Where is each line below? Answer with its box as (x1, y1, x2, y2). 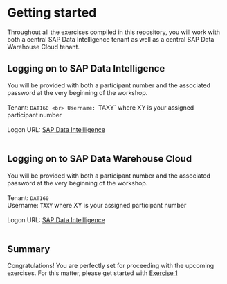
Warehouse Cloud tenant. (7, 42, 80, 51)
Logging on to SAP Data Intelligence (7, 62, 165, 74)
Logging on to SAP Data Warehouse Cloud (7, 153, 192, 165)
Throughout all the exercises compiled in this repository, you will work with (7, 28, 220, 36)
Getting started (7, 5, 97, 21)
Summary (7, 243, 51, 255)
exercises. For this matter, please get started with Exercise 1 (7, 269, 178, 277)
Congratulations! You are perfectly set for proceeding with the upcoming (7, 262, 215, 270)
